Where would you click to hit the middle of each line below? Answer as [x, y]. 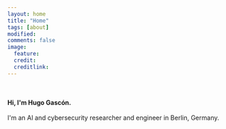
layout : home [27, 14]
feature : [27, 54]
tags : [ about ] [28, 27]
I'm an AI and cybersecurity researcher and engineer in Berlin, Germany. [113, 118]
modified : [22, 34]
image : [17, 47]
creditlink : [32, 67]
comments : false [31, 41]
